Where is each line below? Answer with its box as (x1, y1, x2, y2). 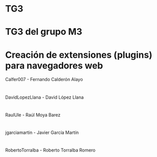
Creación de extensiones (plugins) (5, 49, 152, 60)
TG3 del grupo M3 (5, 26, 83, 38)
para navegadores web (5, 60, 103, 71)
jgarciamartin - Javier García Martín (5, 129, 79, 135)
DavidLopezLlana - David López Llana (5, 94, 84, 100)
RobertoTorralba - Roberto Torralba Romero (5, 147, 96, 153)
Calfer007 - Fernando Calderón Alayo (5, 76, 83, 83)
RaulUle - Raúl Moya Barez (5, 112, 61, 118)
